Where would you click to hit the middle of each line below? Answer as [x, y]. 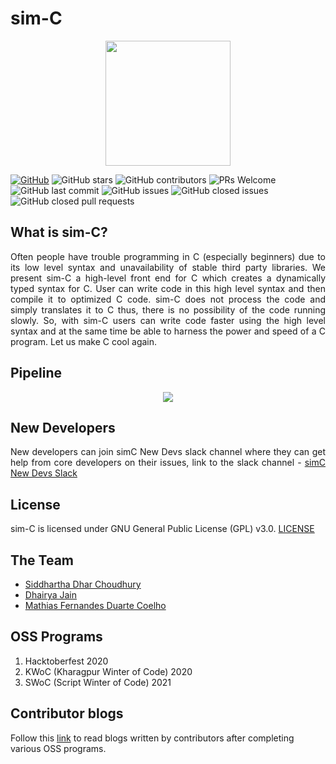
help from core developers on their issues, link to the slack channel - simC [168, 463]
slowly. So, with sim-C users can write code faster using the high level [168, 320]
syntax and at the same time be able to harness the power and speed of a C [168, 331]
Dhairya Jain [51, 595]
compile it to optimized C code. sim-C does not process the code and [168, 299]
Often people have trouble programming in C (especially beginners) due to [168, 256]
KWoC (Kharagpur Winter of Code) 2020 [108, 671]
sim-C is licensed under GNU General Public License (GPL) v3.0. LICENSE [162, 529]
